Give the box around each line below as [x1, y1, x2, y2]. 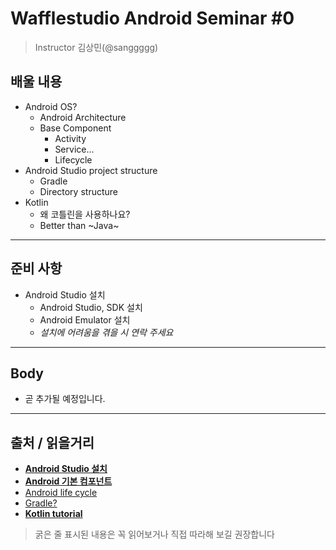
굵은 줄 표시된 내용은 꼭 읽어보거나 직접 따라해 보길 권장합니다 [34, 528, 275, 541]
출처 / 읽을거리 [10, 434, 95, 451]
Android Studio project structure [24, 164, 158, 176]
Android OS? [24, 100, 78, 112]
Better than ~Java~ [39, 219, 120, 231]
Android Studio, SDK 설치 [39, 301, 143, 313]
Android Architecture [39, 111, 127, 123]
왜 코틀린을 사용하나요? [39, 208, 131, 220]
